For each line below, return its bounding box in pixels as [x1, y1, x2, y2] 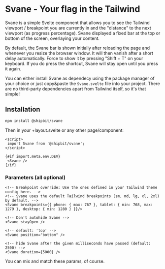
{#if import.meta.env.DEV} [5, 154, 61, 159]
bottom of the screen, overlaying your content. [5, 35, 100, 41]
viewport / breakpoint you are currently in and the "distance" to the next [5, 25, 151, 30]
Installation [5, 105, 40, 114]
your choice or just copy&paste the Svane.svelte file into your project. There [5, 80, 160, 87]
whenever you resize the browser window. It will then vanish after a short [5, 50, 154, 56]
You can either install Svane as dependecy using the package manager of [5, 75, 155, 81]
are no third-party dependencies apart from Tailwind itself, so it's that [5, 86, 146, 91]
